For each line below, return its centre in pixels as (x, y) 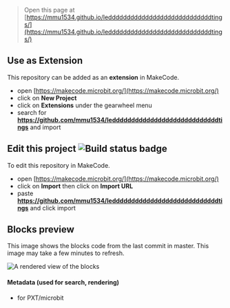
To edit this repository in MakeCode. (59, 165)
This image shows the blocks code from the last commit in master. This (108, 246)
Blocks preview (41, 230)
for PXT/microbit (40, 298)
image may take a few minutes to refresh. (66, 253)
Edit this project (42, 149)
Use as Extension (45, 61)
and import (45, 127)
